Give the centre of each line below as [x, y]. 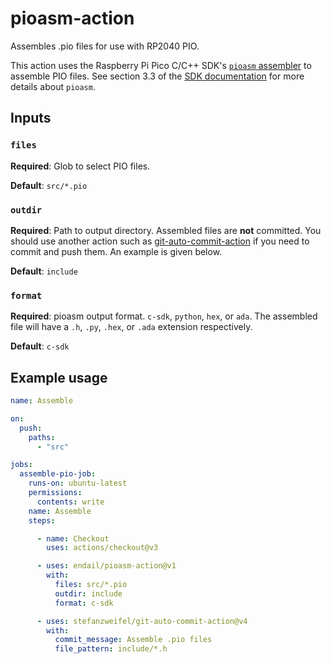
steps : [42, 520]
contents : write [70, 502]
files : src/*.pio [91, 585]
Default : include [44, 271]
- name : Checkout [73, 538]
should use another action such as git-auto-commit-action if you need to [160, 241]
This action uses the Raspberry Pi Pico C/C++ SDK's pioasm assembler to [161, 65]
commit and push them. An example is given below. [116, 251]
